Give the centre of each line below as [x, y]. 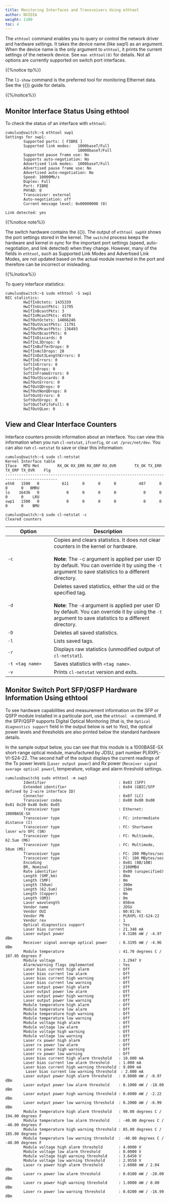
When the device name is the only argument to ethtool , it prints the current [84, 49]
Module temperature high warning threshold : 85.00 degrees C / [93, 1129]
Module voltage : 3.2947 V [82, 960]
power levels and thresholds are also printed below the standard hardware [83, 732]
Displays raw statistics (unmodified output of [107, 649]
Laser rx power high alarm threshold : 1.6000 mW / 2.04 [91, 1165]
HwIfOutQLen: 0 [39, 409]
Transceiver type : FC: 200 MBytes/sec [94, 854]
